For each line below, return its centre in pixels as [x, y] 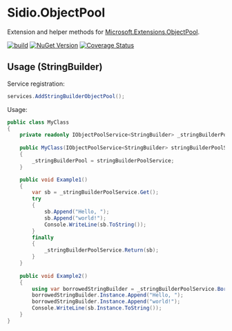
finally [43, 237]
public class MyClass [38, 122]
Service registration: [36, 84]
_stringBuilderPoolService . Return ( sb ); [101, 250]
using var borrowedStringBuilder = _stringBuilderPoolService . [125, 289]
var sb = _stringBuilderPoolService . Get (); [95, 192]
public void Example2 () [54, 276]
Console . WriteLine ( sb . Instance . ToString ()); [97, 308]
